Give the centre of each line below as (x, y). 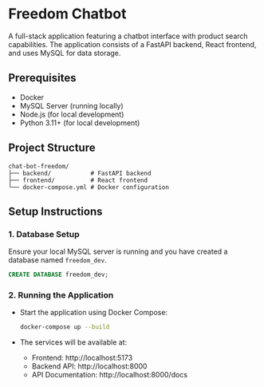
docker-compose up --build (65, 327)
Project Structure (52, 148)
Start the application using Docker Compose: (94, 313)
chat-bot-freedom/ (39, 166)
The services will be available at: (73, 342)
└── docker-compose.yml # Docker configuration (89, 187)
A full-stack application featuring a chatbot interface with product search (128, 36)
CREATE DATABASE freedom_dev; (59, 275)
